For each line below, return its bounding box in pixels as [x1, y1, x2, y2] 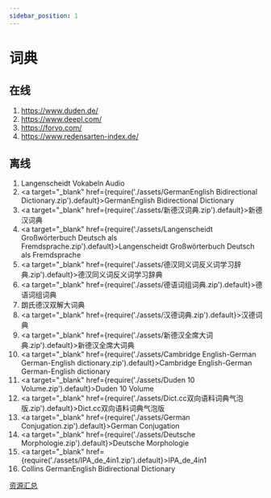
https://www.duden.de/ [20, 106, 99, 115]
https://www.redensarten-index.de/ [20, 131, 140, 141]
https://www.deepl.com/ [20, 114, 102, 123]
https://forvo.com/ [20, 123, 82, 132]
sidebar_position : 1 [9, 11, 79, 20]
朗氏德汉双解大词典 [20, 300, 85, 310]
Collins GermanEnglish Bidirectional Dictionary [20, 464, 176, 474]
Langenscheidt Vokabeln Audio [20, 178, 125, 188]
